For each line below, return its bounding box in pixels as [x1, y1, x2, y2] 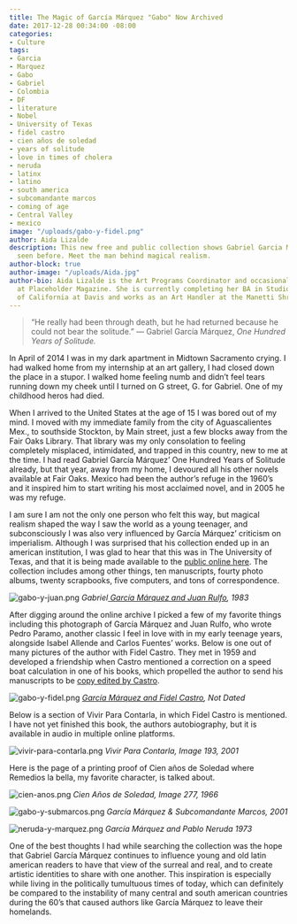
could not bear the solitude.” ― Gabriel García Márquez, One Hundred [30, 327, 286, 337]
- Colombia [9, 87, 49, 96]
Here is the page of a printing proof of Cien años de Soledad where [9, 763, 255, 774]
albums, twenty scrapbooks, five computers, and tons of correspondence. [9, 575, 280, 586]
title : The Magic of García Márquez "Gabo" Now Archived [9, 12, 224, 22]
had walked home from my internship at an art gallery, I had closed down [9, 362, 275, 373]
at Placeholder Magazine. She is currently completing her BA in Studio [17, 284, 291, 293]
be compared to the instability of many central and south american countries [9, 888, 288, 898]
